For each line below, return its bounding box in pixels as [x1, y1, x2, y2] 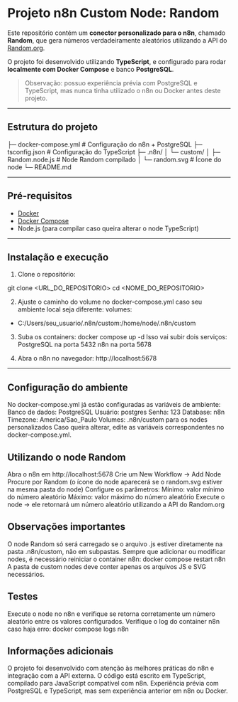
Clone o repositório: [17, 270, 76, 279]
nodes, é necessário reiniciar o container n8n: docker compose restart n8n [7, 555, 226, 563]
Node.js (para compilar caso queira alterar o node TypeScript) [17, 224, 200, 233]
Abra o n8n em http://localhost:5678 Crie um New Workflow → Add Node [7, 470, 222, 478]
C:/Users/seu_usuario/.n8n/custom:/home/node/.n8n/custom [17, 319, 196, 328]
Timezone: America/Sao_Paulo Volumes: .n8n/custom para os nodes [7, 415, 208, 424]
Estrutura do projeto [7, 121, 98, 133]
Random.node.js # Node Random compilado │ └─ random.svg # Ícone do [7, 155, 222, 164]
